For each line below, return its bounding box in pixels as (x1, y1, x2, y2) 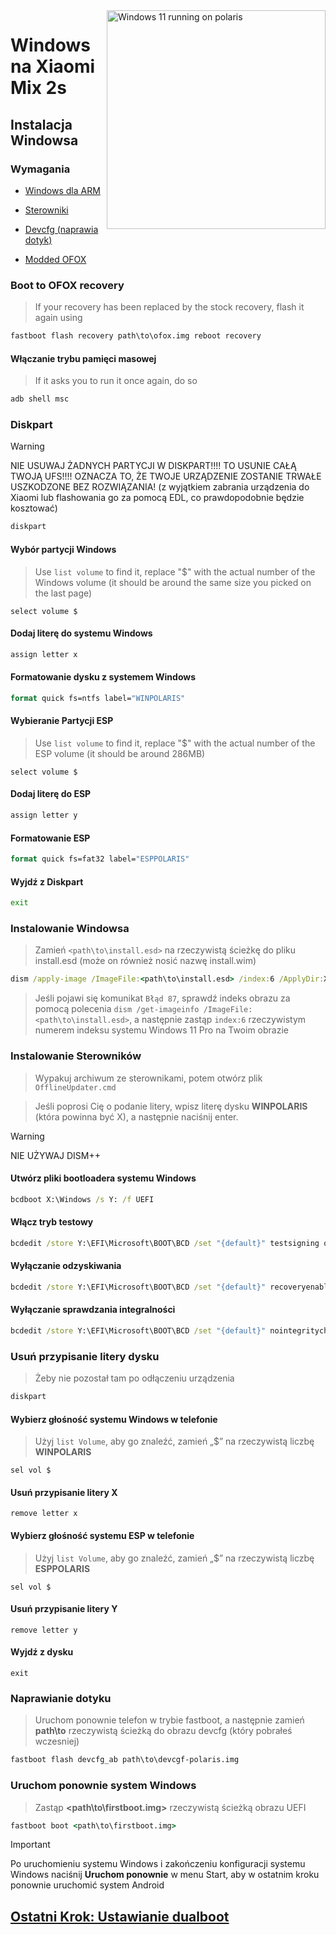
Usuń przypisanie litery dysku (10, 1349, 160, 1363)
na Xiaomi (10, 55, 96, 78)
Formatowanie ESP (10, 832, 91, 844)
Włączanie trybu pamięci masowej (10, 352, 157, 364)
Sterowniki (24, 204, 69, 216)
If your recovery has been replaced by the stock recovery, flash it (34, 301, 305, 313)
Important (10, 1839, 51, 1851)
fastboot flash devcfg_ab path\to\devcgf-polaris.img (10, 1755, 240, 1765)
